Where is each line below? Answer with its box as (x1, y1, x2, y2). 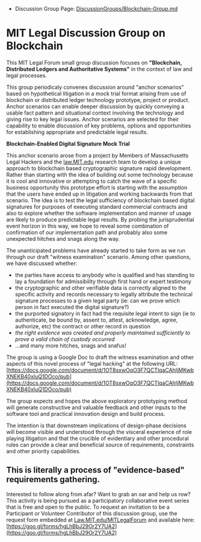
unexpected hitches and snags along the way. (6, 235, 120, 242)
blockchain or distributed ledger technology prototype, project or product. (6, 96, 190, 103)
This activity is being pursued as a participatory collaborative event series (6, 497, 190, 504)
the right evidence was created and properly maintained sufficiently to (14, 329, 191, 336)
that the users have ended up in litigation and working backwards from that (6, 190, 193, 197)
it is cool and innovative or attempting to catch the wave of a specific (6, 177, 178, 185)
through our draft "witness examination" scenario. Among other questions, (6, 253, 191, 260)
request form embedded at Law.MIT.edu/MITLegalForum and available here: (6, 516, 195, 523)
